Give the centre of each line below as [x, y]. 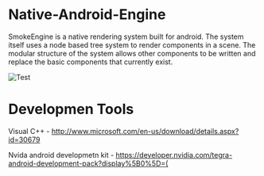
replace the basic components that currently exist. [91, 62]
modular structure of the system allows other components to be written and [132, 53]
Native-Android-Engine [87, 15]
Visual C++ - [29, 131]
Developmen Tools [71, 109]
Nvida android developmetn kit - [61, 155]
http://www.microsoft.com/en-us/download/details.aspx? [145, 131]
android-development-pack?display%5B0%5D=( [88, 163]
